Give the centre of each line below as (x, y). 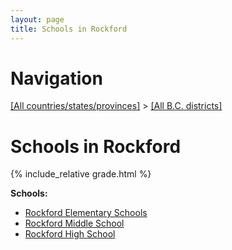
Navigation (56, 78)
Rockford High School (70, 234)
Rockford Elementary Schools (86, 213)
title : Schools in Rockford (69, 29)
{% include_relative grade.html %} (81, 174)
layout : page (37, 19)
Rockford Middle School (74, 223)
